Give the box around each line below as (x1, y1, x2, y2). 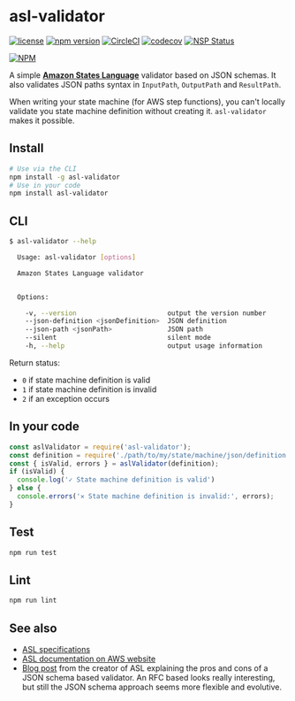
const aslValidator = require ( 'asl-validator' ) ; (9, 443, 192, 451)
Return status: (9, 357, 60, 368)
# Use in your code (9, 181, 81, 189)
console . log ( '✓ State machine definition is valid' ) (17, 475, 216, 484)
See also (9, 620, 57, 636)
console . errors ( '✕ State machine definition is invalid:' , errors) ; (17, 492, 275, 501)
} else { (9, 484, 42, 493)
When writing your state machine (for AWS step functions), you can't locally (9, 96, 285, 107)
